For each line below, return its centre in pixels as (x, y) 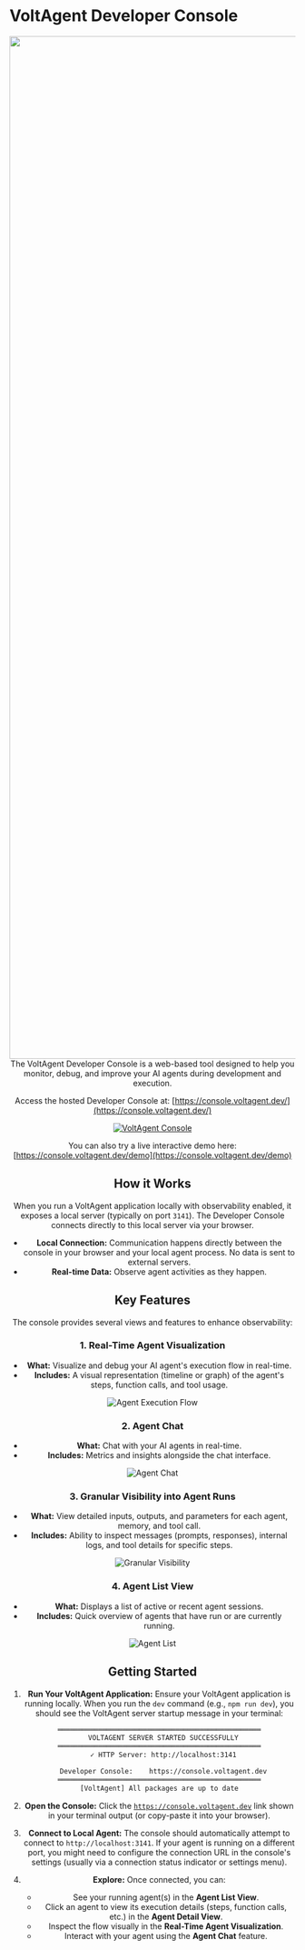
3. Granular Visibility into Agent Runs (152, 1496)
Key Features (152, 1300)
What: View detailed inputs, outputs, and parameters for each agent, (159, 1516)
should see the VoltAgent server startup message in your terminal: (159, 1713)
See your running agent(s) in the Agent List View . (166, 1897)
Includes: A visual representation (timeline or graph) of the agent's (159, 1375)
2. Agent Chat (152, 1425)
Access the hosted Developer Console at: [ (95, 1100)
